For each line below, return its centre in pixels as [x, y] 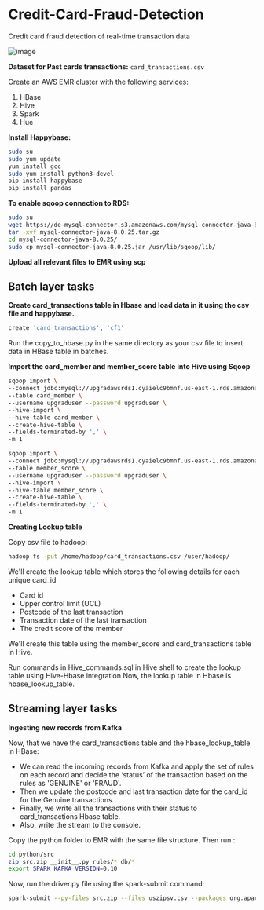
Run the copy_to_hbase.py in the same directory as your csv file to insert [126, 343]
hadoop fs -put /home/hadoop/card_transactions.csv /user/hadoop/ [119, 557]
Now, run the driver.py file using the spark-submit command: [106, 884]
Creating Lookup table [45, 527]
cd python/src [31, 854]
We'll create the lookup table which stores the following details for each [124, 572]
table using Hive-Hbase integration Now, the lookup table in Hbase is [120, 675]
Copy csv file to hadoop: [48, 542]
